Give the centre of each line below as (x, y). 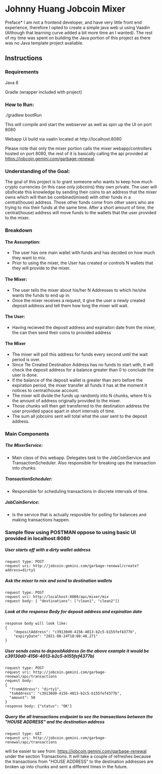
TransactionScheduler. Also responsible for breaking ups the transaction (84, 463)
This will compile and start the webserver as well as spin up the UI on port (78, 124)
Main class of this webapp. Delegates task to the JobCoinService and (81, 458)
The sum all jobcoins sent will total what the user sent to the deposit (80, 416)
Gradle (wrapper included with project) (44, 92)
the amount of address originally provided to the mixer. (67, 400)
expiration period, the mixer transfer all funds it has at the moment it (80, 385)
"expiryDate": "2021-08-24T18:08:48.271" (56, 636)
